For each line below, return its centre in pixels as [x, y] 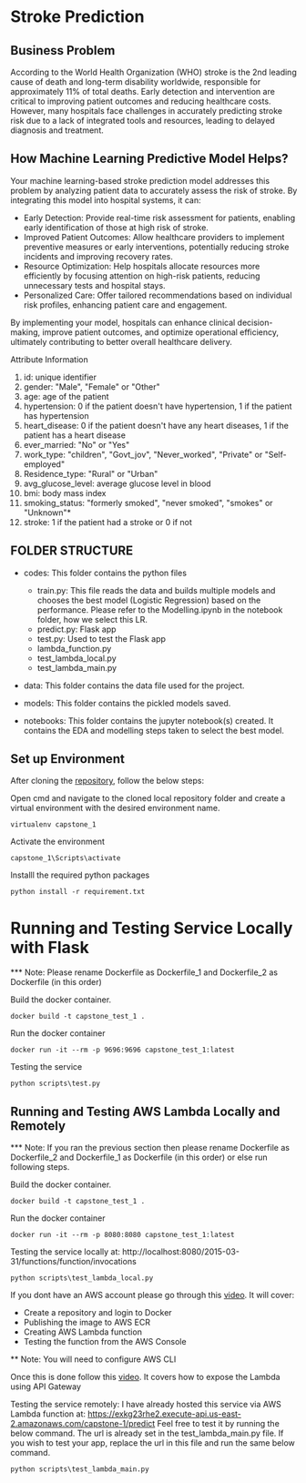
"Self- [275, 454]
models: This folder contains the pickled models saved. [127, 703]
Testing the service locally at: [66, 1252]
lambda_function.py [74, 648]
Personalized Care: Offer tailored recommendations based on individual [158, 295]
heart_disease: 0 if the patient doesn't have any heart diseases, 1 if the [156, 425]
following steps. [40, 1167]
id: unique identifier [60, 377]
